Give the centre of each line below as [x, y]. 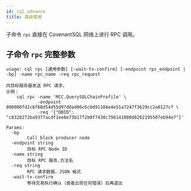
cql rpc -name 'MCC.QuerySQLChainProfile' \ [72, 97]
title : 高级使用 [24, 17]
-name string [27, 154]
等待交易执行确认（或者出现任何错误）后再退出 [75, 183]
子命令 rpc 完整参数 [41, 54]
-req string [26, 166]
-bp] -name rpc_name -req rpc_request [53, 74]
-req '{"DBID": [56, 112]
